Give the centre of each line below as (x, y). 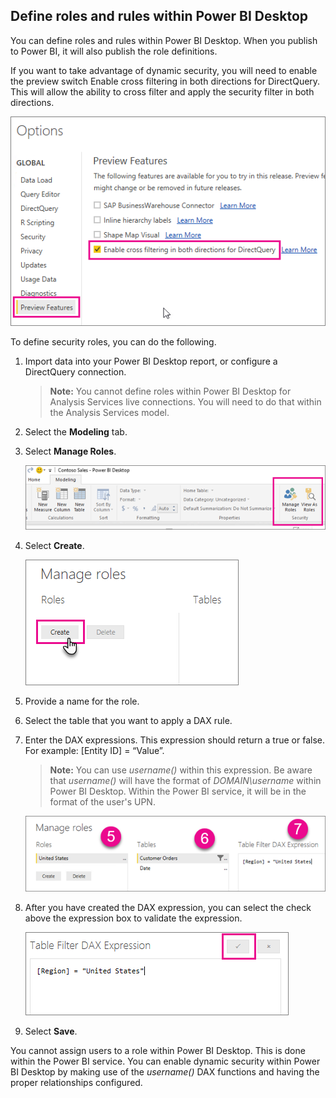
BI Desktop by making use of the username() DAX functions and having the (165, 1071)
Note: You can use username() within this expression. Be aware (181, 770)
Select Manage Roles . (70, 451)
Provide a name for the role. (82, 701)
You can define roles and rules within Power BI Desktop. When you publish (164, 40)
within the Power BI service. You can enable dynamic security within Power (165, 1061)
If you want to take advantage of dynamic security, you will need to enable (164, 70)
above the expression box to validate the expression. (133, 918)
